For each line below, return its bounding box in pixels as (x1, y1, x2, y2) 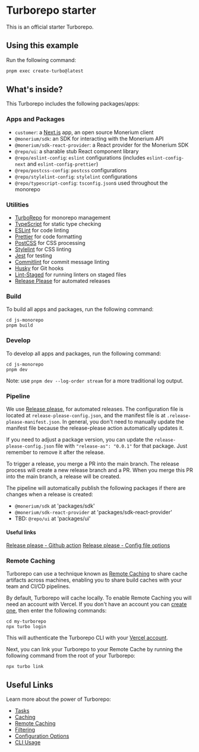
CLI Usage (14, 739, 41, 746)
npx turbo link (6, 664, 44, 670)
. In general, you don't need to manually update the (59, 418, 184, 425)
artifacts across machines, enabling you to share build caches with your (6, 576, 182, 584)
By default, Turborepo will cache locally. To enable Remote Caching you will (6, 594, 192, 602)
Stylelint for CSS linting (14, 246, 72, 253)
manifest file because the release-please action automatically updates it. (6, 424, 184, 431)
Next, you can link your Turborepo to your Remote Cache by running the (6, 646, 183, 653)
